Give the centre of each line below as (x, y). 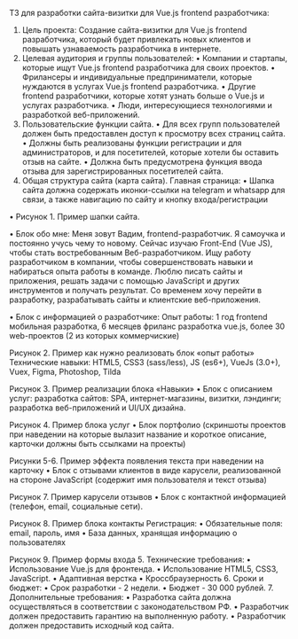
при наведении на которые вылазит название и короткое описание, (138, 434)
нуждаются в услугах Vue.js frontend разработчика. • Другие (139, 86)
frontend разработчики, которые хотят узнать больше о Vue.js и (143, 96)
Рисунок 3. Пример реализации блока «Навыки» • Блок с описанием (141, 389)
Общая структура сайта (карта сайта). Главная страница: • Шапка (148, 180)
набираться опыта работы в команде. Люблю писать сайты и (126, 271)
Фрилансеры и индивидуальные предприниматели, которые (137, 77)
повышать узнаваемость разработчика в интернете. (122, 49)
